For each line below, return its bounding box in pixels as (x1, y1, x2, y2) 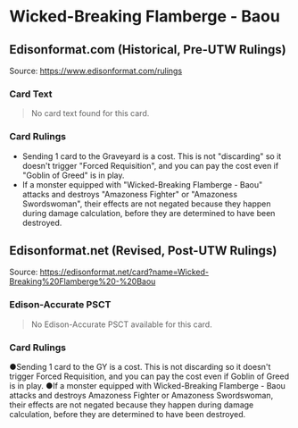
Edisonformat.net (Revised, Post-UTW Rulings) (9, 243, 277, 258)
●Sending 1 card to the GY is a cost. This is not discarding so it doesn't (9, 362, 271, 372)
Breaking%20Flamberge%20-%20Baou (9, 276, 156, 287)
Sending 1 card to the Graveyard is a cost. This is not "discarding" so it (21, 150, 282, 162)
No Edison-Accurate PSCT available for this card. (30, 319, 212, 330)
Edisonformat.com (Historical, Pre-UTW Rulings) (9, 42, 287, 57)
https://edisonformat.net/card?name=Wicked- (39, 266, 210, 278)
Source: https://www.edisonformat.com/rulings (9, 65, 183, 76)
